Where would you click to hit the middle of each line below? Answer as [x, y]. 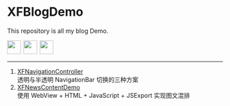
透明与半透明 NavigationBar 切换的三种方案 [78, 79]
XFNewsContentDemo [49, 87]
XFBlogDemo [45, 12]
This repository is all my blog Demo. [58, 31]
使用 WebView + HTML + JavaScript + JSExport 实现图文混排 [103, 95]
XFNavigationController [50, 71]
